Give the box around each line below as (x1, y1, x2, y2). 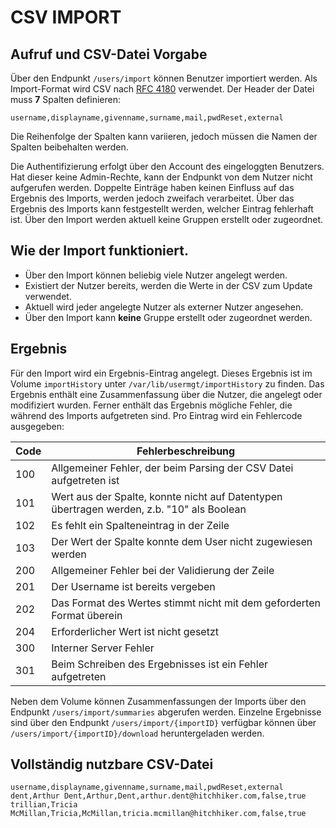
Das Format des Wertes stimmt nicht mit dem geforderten (51, 596, 321, 610)
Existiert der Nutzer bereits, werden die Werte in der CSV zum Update (24, 279, 313, 291)
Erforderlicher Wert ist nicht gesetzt (51, 624, 219, 638)
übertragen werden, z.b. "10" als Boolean (51, 502, 247, 516)
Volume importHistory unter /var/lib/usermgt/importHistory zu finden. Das (10, 377, 325, 390)
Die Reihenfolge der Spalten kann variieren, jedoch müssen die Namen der (10, 131, 318, 142)
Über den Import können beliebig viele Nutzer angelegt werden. (24, 269, 288, 281)
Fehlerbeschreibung (136, 444, 236, 458)
